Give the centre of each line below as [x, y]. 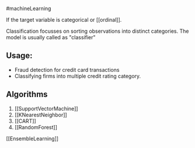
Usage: [20, 56]
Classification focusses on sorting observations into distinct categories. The [97, 31]
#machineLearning [29, 8]
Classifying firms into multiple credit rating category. [78, 76]
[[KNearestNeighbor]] [41, 115]
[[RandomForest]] [36, 127]
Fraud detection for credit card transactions [67, 70]
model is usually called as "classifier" [51, 37]
